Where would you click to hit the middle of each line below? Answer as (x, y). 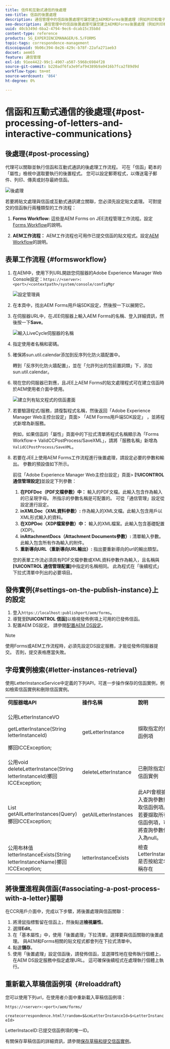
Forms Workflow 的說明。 (38, 225)
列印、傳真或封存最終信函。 (43, 180)
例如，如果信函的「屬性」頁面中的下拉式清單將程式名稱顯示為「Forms (86, 434)
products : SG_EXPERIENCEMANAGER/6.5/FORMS (51, 39)
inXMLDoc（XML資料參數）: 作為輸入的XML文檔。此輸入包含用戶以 (91, 511)
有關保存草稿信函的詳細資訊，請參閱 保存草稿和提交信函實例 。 (70, 1041)
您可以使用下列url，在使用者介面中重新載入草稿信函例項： (66, 997)
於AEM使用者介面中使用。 (40, 389)
